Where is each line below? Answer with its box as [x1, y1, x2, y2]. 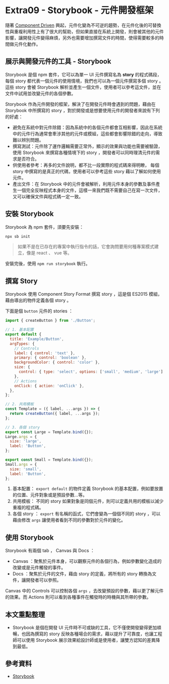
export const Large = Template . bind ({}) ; [5, 430, 94, 435]
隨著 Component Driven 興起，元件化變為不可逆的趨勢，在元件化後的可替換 [5, 22, 161, 28]
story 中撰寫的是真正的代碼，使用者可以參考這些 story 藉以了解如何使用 [12, 168, 161, 174]
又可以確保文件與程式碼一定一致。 [12, 193, 83, 199]
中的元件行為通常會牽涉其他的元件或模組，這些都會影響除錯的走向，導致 [12, 130, 162, 136]
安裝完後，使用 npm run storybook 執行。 [5, 261, 91, 267]
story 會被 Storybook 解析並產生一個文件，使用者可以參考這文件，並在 [15, 84, 161, 90]
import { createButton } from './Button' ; [5, 318, 96, 323]
